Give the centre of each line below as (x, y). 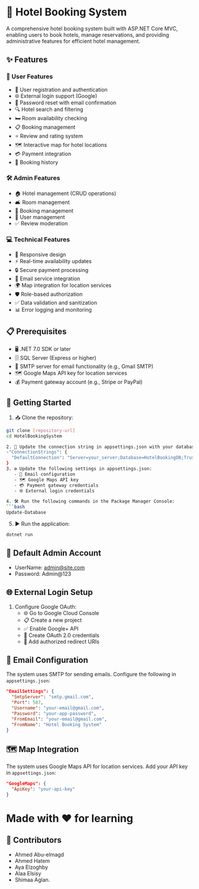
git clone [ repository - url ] (41, 430)
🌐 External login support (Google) (56, 96)
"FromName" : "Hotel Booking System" (57, 725)
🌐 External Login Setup (49, 592)
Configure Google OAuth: (46, 606)
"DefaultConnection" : (38, 458)
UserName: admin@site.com (50, 567)
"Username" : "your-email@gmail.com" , (58, 708)
